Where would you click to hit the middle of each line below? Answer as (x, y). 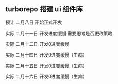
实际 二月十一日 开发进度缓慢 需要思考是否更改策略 (59, 33)
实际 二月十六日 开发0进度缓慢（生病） (46, 76)
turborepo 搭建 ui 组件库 (44, 9)
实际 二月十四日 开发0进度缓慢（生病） (46, 54)
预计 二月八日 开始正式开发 (34, 22)
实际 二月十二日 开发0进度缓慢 (37, 44)
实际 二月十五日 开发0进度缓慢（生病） (46, 66)
